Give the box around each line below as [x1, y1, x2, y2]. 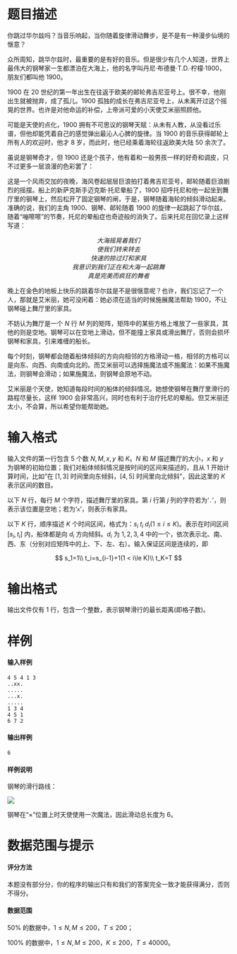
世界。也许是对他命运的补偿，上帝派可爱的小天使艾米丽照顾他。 [19, 105, 205, 114]
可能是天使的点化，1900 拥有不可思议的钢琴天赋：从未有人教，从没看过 [7, 120, 215, 129]
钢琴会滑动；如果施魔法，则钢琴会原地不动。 [25, 369, 156, 378]
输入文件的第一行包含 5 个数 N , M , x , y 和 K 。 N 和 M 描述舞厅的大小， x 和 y [7, 454, 224, 463]
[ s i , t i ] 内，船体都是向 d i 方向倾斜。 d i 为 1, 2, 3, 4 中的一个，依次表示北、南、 [7, 529, 226, 540]
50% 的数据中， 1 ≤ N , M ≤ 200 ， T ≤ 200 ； [7, 923, 134, 931]
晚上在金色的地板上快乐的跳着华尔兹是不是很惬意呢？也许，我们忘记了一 [7, 286, 217, 295]
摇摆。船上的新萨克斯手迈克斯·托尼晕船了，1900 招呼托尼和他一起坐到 [19, 185, 224, 194]
